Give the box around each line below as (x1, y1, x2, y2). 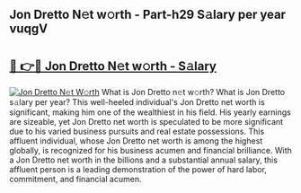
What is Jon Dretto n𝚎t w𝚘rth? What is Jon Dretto (102, 87, 286, 97)
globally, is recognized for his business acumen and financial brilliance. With (9, 145, 292, 155)
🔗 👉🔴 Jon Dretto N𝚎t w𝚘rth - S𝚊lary (9, 58, 217, 74)
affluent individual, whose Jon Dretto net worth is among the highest (9, 136, 263, 146)
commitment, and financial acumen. (9, 174, 142, 184)
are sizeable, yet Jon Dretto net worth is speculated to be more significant (9, 117, 284, 127)
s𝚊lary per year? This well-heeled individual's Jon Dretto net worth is (9, 97, 265, 107)
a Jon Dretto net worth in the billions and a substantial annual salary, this (9, 154, 279, 165)
